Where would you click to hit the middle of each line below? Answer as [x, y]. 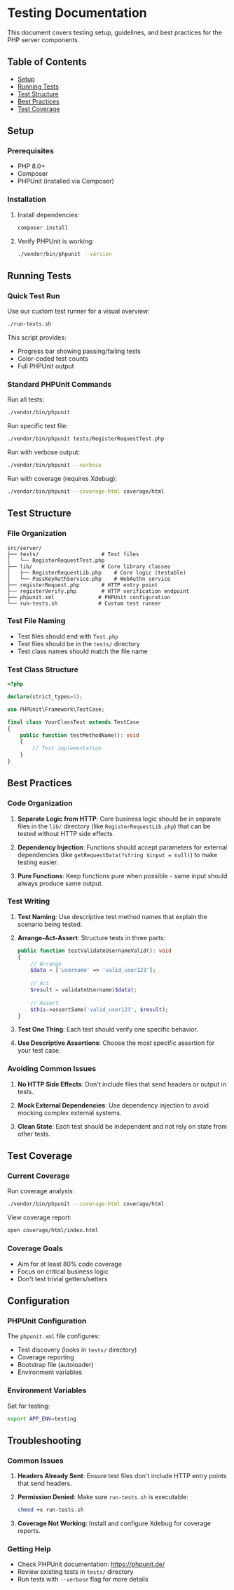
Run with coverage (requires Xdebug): [62, 478]
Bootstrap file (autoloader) [55, 1365]
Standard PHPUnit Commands [60, 384]
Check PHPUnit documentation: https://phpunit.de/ [91, 1564]
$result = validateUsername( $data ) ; [84, 990]
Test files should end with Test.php [68, 636]
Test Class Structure [43, 669]
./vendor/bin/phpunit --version [64, 254]
